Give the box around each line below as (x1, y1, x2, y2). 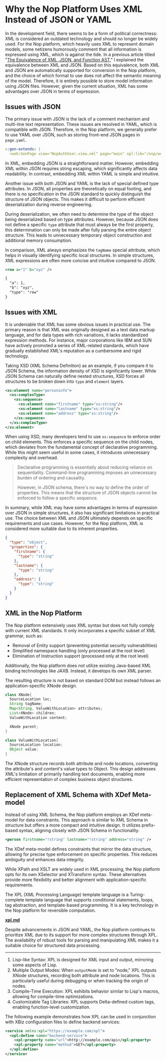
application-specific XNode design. (5, 683, 78, 689)
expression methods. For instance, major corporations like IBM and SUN (5, 337, 152, 343)
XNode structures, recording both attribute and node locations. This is (12, 972, 155, 978)
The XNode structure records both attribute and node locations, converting (5, 761, 158, 766)
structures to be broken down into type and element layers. (5, 378, 124, 384)
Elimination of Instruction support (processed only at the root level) (12, 653, 149, 659)
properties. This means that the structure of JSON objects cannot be (17, 490, 157, 496)
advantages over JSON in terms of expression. (5, 88, 100, 94)
